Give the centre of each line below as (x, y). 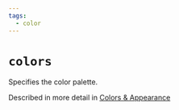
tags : (17, 16)
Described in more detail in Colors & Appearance (89, 98)
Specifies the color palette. (53, 82)
